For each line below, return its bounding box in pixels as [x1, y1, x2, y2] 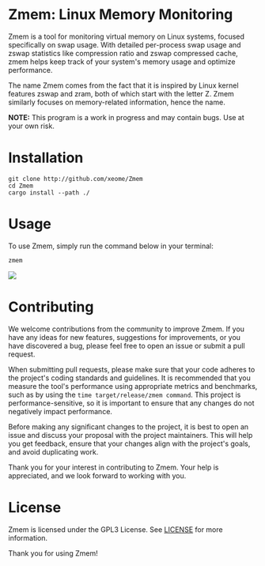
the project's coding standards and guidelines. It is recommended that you [8, 373, 252, 383]
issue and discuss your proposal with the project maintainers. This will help [8, 430, 253, 440]
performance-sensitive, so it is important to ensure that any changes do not [8, 398, 255, 408]
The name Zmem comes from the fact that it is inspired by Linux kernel [8, 81, 239, 90]
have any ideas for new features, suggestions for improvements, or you [8, 332, 241, 341]
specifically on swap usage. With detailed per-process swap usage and [8, 40, 241, 49]
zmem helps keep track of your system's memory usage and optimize [8, 57, 236, 66]
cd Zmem [8, 182, 34, 190]
